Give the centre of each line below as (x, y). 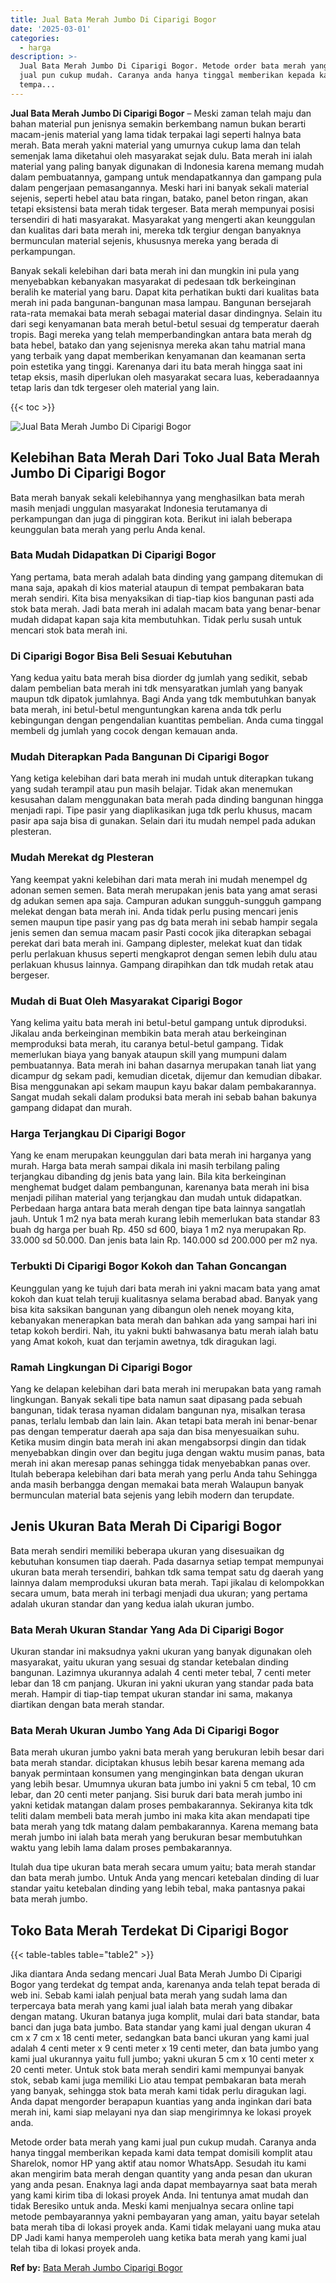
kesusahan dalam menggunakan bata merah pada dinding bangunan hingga (167, 800)
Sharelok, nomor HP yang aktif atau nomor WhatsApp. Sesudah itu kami (158, 2163)
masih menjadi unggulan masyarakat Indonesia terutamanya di (139, 508)
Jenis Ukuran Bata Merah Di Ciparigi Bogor (146, 1526)
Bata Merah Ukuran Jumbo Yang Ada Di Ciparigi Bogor (145, 1730)
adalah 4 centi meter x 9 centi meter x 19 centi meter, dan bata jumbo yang (164, 2048)
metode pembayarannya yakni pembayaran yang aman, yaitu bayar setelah (165, 2217)
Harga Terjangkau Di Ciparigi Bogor (98, 1133)
